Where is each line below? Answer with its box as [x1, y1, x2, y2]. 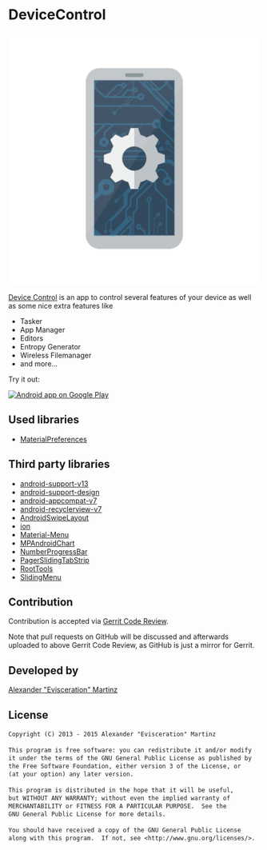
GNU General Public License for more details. [8, 810, 166, 818]
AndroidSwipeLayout [19, 513, 90, 522]
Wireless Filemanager [19, 350, 92, 360]
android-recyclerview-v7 [19, 504, 102, 513]
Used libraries [8, 413, 80, 427]
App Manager [19, 325, 66, 334]
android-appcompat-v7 [19, 496, 98, 505]
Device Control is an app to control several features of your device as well [8, 292, 252, 301]
